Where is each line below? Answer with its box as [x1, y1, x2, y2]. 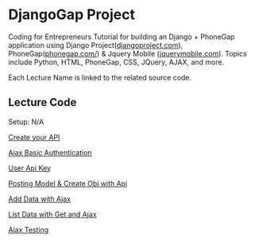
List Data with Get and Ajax [8, 209, 97, 219]
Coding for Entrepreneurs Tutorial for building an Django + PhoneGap [8, 32, 235, 41]
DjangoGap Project [8, 6, 135, 24]
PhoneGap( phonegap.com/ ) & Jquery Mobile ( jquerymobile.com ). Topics [8, 49, 248, 58]
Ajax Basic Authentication [8, 147, 93, 157]
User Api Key [8, 163, 52, 173]
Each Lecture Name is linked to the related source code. [8, 72, 192, 82]
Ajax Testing [8, 224, 49, 234]
